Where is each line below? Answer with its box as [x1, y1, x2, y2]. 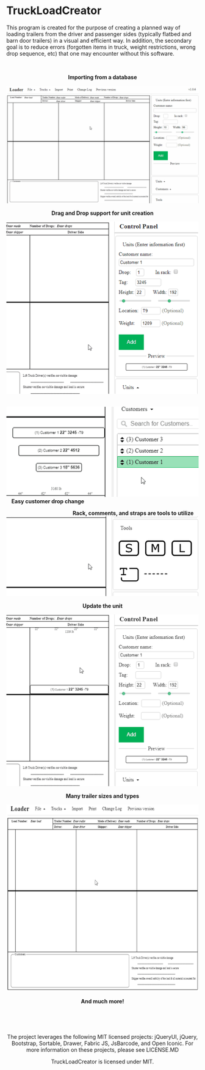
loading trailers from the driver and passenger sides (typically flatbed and [6, 30, 192, 37]
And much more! [81, 998, 124, 1005]
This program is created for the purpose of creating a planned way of [6, 24, 181, 31]
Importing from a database [68, 73, 137, 81]
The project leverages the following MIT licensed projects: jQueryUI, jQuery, [7, 1033, 198, 1041]
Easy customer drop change [11, 497, 84, 504]
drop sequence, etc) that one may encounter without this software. [6, 49, 175, 57]
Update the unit [82, 602, 123, 610]
